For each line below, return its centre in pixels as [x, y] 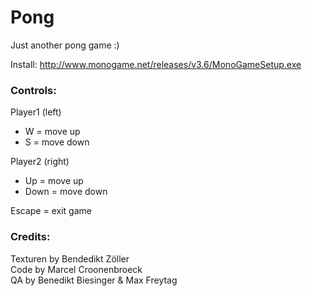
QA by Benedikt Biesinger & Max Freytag [94, 280]
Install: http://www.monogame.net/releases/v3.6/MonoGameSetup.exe [156, 64]
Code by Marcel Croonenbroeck [76, 269]
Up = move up [54, 181]
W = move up [52, 132]
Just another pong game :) [65, 45]
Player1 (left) [36, 112]
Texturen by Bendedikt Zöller [70, 258]
